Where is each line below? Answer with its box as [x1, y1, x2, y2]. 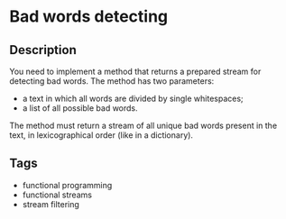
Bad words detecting [9, 6, 169, 27]
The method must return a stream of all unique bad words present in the [9, 120, 278, 131]
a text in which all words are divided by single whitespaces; [22, 93, 244, 104]
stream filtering [22, 198, 79, 209]
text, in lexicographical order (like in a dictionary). [9, 130, 194, 141]
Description [9, 42, 77, 58]
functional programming [22, 179, 113, 190]
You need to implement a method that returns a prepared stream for [9, 66, 262, 77]
